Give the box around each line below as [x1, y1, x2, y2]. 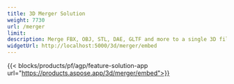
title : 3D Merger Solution [7, 10, 86, 17]
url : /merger [7, 23, 45, 30]
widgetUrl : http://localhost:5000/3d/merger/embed [7, 42, 157, 49]
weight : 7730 [7, 17, 45, 24]
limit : [7, 29, 26, 37]
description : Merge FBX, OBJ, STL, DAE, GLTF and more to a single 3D [7, 36, 217, 43]
